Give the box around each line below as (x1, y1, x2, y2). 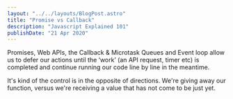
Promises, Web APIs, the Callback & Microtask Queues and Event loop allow (7, 48, 225, 57)
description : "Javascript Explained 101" (7, 23, 129, 30)
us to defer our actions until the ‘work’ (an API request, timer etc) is (7, 56, 200, 64)
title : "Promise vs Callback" (7, 17, 95, 24)
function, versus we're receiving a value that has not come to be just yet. (7, 84, 216, 92)
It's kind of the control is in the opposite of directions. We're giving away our (7, 77, 226, 85)
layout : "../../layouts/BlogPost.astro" (7, 10, 127, 17)
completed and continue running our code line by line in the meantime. (7, 63, 210, 71)
